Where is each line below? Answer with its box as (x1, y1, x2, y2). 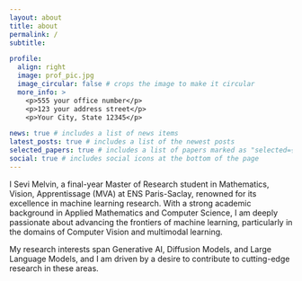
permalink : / (9, 30, 58, 39)
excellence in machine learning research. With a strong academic (9, 198, 252, 208)
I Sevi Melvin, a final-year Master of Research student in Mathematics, (9, 179, 270, 189)
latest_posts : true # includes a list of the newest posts (9, 137, 235, 146)
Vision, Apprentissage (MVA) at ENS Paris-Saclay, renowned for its (9, 188, 257, 198)
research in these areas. (9, 262, 99, 274)
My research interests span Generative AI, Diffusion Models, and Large (9, 243, 272, 254)
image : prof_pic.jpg (17, 71, 94, 81)
